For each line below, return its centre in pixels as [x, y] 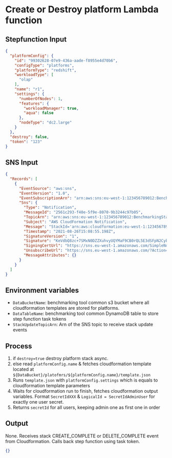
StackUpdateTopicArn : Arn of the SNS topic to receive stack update [83, 325]
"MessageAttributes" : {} [50, 255]
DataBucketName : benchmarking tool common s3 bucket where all [81, 303]
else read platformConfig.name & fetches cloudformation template [82, 364]
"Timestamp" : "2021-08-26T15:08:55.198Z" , [70, 231]
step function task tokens [39, 319]
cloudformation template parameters [51, 386]
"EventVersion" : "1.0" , [44, 193]
